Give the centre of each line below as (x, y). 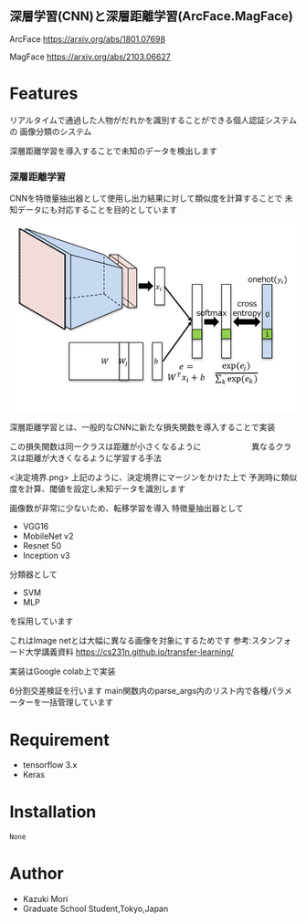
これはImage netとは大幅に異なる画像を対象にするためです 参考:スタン (142, 641)
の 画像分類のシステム (51, 131)
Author (37, 874)
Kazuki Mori (45, 899)
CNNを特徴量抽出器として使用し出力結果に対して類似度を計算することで (146, 198)
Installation (53, 812)
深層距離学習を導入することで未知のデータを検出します (113, 151)
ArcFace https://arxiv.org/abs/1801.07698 (88, 38)
